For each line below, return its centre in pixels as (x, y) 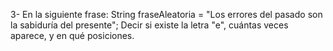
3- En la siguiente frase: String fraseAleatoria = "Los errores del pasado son (166, 14)
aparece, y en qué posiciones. (72, 35)
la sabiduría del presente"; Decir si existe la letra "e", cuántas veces (149, 25)
